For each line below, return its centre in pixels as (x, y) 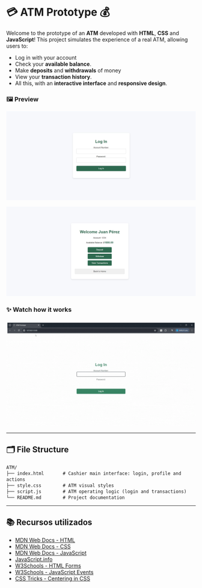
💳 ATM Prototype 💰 (58, 12)
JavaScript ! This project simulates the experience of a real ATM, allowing (97, 39)
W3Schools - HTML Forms (48, 566)
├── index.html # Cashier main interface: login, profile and (94, 473)
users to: (17, 46)
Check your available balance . (53, 64)
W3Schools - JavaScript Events (54, 572)
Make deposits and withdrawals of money (68, 70)
